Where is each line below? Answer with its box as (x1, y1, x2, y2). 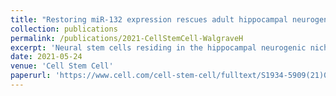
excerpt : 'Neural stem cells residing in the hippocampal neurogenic (10, 42, 307, 53)
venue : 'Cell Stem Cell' (10, 61, 114, 71)
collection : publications (10, 24, 118, 34)
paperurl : (10, 71, 52, 81)
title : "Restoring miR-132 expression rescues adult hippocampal (10, 14, 288, 25)
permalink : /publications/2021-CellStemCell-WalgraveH (10, 33, 244, 43)
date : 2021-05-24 (10, 52, 83, 62)
